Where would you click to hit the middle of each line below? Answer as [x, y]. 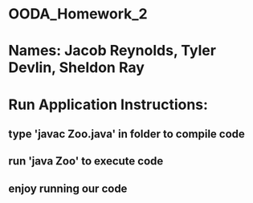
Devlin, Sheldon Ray [76, 68]
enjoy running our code [68, 188]
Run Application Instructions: [108, 104]
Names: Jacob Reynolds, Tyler [112, 51]
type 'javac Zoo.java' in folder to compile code [126, 134]
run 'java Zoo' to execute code [86, 161]
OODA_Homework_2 [78, 14]
